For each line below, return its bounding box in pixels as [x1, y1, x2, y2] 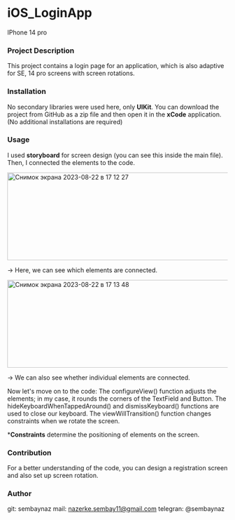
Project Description [7, 46, 75, 55]
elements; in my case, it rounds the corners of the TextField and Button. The [7, 394, 227, 403]
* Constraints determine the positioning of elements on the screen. [7, 430, 200, 439]
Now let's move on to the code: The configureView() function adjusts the [7, 387, 217, 395]
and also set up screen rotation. [7, 472, 99, 480]
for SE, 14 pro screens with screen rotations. [7, 69, 135, 78]
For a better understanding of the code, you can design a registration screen [7, 464, 228, 472]
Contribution [7, 448, 52, 458]
